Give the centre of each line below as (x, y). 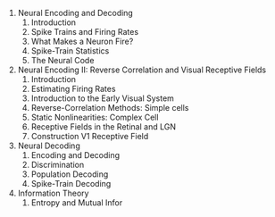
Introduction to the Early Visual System (102, 98)
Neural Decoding (49, 146)
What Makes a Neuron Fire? (82, 41)
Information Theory (53, 193)
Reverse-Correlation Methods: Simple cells (110, 108)
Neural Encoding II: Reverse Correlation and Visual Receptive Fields (142, 70)
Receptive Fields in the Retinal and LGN (104, 127)
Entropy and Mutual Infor (77, 203)
